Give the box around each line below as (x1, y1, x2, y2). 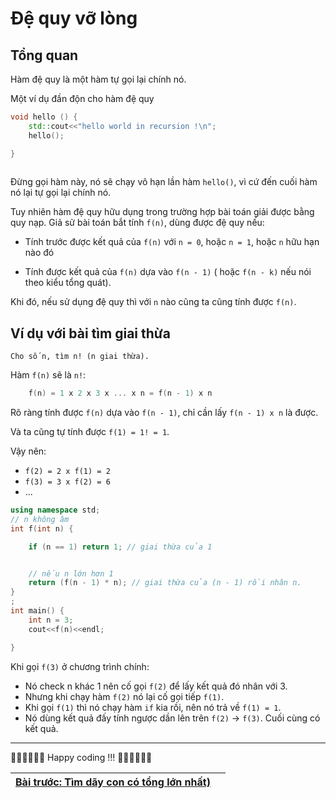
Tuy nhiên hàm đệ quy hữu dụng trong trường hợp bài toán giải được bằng (10, 206, 315, 218)
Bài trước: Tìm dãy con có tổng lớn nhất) (15, 775, 211, 789)
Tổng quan (10, 47, 79, 64)
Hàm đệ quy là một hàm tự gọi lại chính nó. (10, 73, 187, 85)
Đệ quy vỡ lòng (10, 7, 138, 30)
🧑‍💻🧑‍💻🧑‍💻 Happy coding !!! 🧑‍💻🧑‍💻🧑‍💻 (10, 751, 153, 763)
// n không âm (10, 514, 70, 524)
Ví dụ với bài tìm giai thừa (10, 325, 171, 342)
